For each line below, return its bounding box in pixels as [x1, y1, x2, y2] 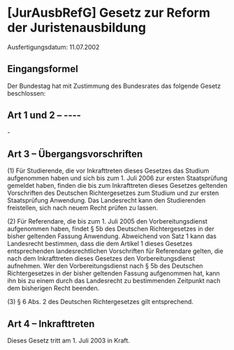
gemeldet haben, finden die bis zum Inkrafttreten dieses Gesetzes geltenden [7, 182, 228, 190]
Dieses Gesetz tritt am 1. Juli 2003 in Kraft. [7, 337, 131, 345]
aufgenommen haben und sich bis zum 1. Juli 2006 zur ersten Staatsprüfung [7, 174, 228, 182]
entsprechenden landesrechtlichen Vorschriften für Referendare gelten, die [7, 247, 224, 256]
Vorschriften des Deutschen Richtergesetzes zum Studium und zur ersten [7, 189, 219, 197]
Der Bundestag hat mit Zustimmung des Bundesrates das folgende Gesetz [7, 82, 221, 90]
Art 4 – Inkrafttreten [7, 318, 95, 330]
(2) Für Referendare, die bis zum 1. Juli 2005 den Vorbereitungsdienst [7, 217, 208, 226]
